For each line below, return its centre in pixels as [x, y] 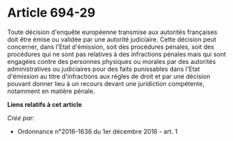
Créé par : [21, 118]
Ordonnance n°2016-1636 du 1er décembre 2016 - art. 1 [97, 131]
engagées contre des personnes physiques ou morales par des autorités [112, 61]
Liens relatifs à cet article [45, 104]
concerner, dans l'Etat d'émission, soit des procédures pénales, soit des [111, 47]
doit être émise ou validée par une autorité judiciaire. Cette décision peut [112, 39]
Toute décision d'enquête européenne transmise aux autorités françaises [112, 32]
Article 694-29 [51, 13]
